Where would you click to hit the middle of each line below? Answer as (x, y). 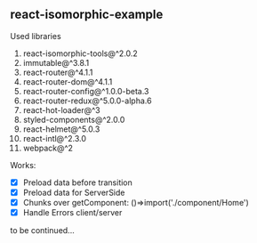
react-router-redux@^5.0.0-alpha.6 (87, 101)
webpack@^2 (48, 148)
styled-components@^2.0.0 (74, 119)
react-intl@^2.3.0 (55, 138)
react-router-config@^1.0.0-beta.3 (86, 91)
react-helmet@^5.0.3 (61, 129)
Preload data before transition (77, 182)
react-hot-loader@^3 (61, 109)
